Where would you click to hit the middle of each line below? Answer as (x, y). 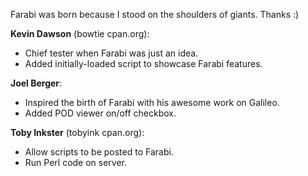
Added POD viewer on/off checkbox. (100, 113)
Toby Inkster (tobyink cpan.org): (77, 132)
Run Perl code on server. (76, 162)
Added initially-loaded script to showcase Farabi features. (143, 63)
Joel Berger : (36, 83)
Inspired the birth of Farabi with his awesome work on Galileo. (152, 102)
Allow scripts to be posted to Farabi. (99, 152)
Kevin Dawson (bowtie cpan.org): (80, 33)
